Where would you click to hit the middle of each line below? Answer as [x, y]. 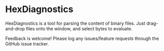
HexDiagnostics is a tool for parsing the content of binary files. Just [75, 23]
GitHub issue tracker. [27, 43]
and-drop [15, 28]
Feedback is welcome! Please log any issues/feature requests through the [82, 38]
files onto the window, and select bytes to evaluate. [79, 28]
